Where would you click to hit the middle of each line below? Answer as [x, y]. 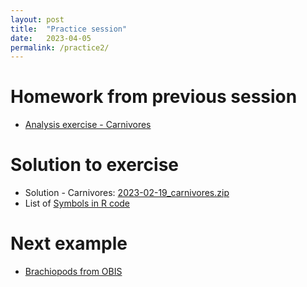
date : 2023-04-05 [51, 38]
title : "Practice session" [69, 29]
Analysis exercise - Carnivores [88, 125]
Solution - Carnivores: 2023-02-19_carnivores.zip [127, 193]
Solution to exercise [95, 165]
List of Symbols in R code [77, 203]
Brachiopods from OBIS [73, 272]
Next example [69, 243]
